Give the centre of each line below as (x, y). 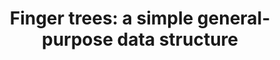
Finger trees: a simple (101, 18)
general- (233, 18)
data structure (177, 39)
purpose (77, 39)
